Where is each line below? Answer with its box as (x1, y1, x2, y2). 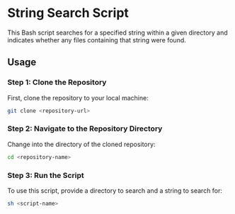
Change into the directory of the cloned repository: (7, 140, 156, 148)
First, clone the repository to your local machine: (7, 93, 149, 102)
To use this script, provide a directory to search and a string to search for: (7, 186, 223, 195)
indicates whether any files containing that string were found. (7, 35, 186, 44)
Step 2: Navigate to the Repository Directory (7, 124, 163, 133)
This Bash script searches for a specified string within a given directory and (7, 28, 228, 37)
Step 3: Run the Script (7, 170, 85, 180)
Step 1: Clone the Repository (7, 78, 107, 88)
